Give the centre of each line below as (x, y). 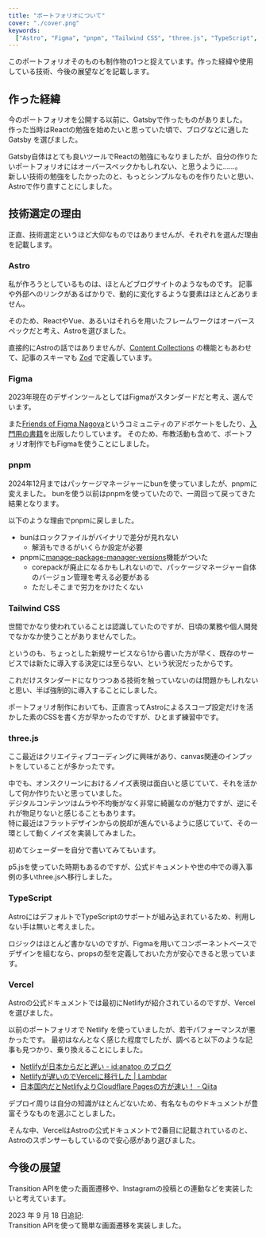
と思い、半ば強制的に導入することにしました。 (85, 691)
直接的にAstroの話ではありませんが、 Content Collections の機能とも (120, 348)
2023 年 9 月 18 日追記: (46, 1215)
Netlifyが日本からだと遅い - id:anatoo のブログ (96, 1066)
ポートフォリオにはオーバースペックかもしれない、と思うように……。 (128, 166)
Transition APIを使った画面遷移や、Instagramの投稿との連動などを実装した (131, 1188)
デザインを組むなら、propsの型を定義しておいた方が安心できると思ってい (129, 953)
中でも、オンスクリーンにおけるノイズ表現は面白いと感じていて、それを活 (129, 783)
